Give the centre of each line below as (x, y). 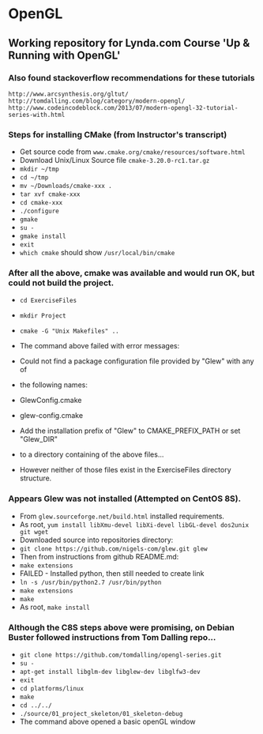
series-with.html (37, 115)
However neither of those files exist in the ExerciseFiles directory (125, 470)
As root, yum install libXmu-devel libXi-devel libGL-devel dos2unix (134, 524)
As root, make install (55, 607)
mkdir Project (43, 316)
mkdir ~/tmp (39, 169)
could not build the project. (61, 283)
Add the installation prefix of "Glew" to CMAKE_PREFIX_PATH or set (130, 431)
